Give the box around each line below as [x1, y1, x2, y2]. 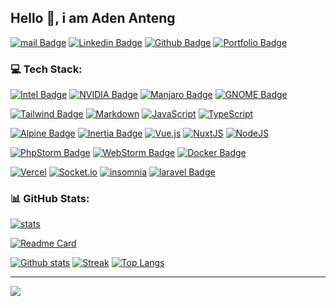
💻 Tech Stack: [10, 62, 83, 76]
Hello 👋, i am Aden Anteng [10, 10, 176, 27]
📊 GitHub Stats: [10, 192, 90, 206]
